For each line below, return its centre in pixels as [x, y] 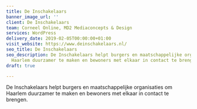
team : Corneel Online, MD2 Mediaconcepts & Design [69, 28]
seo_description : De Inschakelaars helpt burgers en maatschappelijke [94, 55]
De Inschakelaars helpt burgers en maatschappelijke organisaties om [89, 87]
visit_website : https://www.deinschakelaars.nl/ [67, 44]
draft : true [21, 66]
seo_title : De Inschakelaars [42, 50]
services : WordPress [31, 33]
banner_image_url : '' [33, 17]
